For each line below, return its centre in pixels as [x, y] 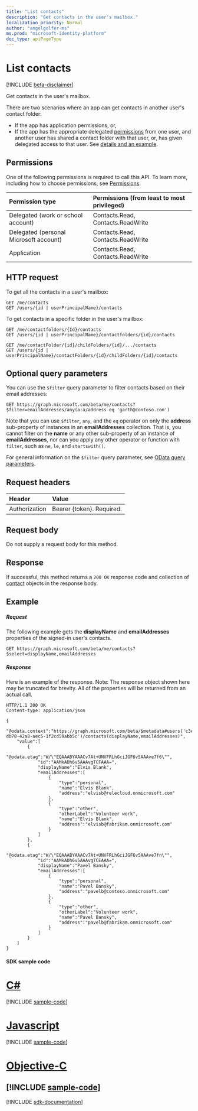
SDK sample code [28, 961]
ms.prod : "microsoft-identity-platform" [57, 34]
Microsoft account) [36, 239]
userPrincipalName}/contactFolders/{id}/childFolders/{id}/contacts [92, 355]
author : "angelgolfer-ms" [38, 28]
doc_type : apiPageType [34, 39]
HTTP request [32, 277]
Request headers [38, 482]
